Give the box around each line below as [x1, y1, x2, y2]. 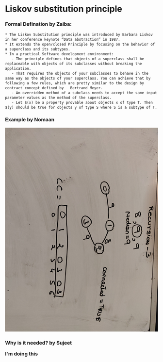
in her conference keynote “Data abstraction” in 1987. [5, 37, 120, 42]
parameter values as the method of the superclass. [5, 96, 112, 100]
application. [5, 66, 32, 71]
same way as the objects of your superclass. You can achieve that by [5, 76, 151, 81]
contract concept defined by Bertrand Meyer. [5, 86, 103, 91]
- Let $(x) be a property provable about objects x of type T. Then [11, 100, 153, 105]
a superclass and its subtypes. [5, 47, 70, 52]
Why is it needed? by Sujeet [5, 339, 72, 346]
